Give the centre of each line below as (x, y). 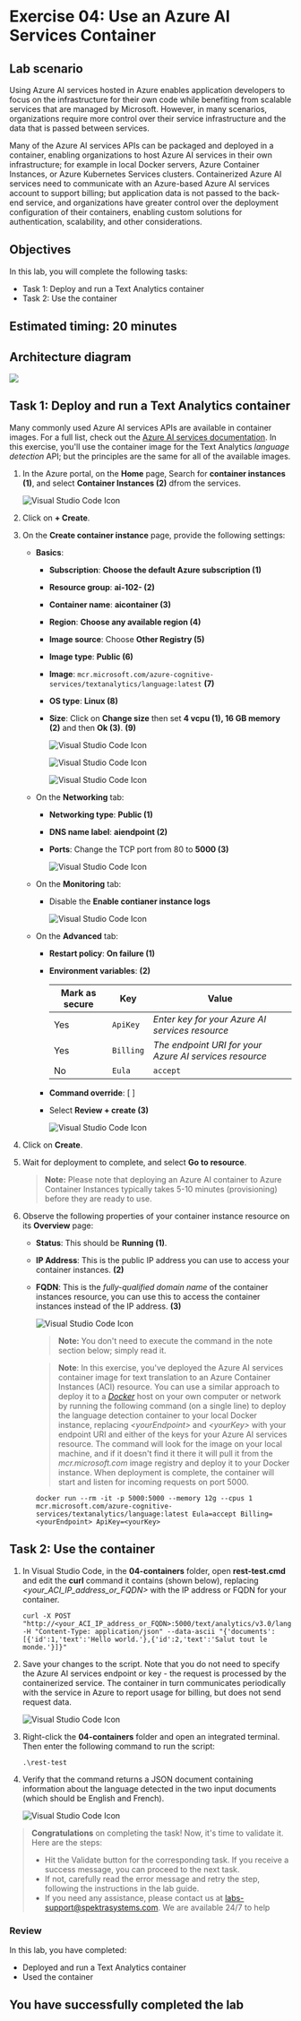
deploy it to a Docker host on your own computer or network (170, 1396)
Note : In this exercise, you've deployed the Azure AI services (171, 1367)
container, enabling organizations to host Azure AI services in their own (141, 155)
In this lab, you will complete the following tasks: (99, 271)
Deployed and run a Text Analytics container (104, 1967)
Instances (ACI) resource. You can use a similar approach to (169, 1387)
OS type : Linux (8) (83, 701)
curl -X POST (47, 1616)
